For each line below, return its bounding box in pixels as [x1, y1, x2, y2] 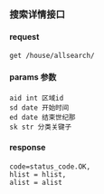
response [9, 141, 46, 152]
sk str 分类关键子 [9, 122, 72, 132]
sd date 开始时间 [9, 103, 70, 112]
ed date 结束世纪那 [9, 113, 76, 122]
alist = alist [9, 178, 63, 187]
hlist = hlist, [9, 170, 67, 179]
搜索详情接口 [9, 7, 66, 20]
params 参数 [9, 71, 57, 82]
